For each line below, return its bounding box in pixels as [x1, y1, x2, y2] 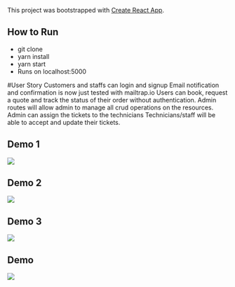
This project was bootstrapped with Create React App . [7, 6, 165, 14]
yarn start [17, 60, 46, 68]
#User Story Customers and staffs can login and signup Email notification [7, 81, 220, 89]
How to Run [7, 26, 59, 38]
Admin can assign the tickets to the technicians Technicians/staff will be [7, 110, 216, 119]
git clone [17, 45, 43, 53]
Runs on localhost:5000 [17, 67, 86, 76]
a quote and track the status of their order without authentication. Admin [7, 95, 217, 104]
